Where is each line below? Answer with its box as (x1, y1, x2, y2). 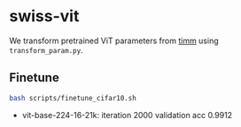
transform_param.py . (9, 44, 83, 55)
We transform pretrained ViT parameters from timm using (9, 35, 219, 46)
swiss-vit (9, 6, 80, 26)
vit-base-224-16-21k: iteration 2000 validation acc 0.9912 (21, 109, 233, 120)
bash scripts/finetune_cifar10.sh (9, 93, 137, 102)
